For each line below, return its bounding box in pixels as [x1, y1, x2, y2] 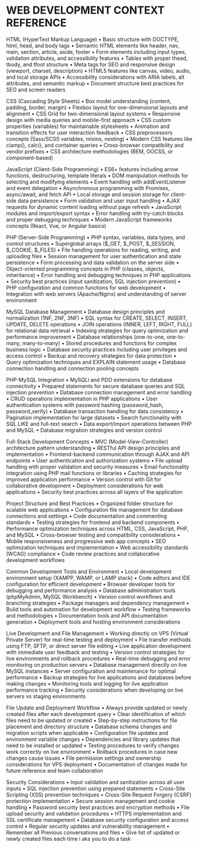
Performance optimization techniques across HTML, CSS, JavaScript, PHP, [6, 525, 189, 532]
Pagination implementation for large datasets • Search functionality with [6, 414, 182, 421]
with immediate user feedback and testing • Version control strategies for [6, 648, 185, 656]
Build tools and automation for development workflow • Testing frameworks [6, 605, 191, 613]
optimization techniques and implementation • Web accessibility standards [6, 544, 189, 551]
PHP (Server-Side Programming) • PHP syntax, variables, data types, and [6, 233, 185, 240]
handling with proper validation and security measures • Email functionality [6, 463, 189, 470]
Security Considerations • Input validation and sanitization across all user [6, 778, 185, 785]
